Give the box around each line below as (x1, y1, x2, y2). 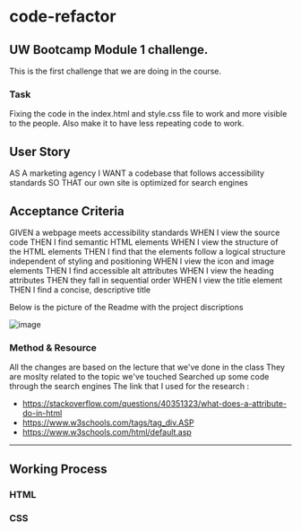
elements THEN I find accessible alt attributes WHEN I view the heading (9, 265, 274, 275)
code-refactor (9, 6, 116, 27)
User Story (9, 144, 71, 159)
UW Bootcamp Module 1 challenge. (9, 42, 209, 57)
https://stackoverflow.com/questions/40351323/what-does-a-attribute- (21, 398, 288, 409)
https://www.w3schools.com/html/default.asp (21, 427, 193, 438)
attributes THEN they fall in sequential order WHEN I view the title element (9, 274, 283, 285)
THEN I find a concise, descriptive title (9, 284, 151, 295)
